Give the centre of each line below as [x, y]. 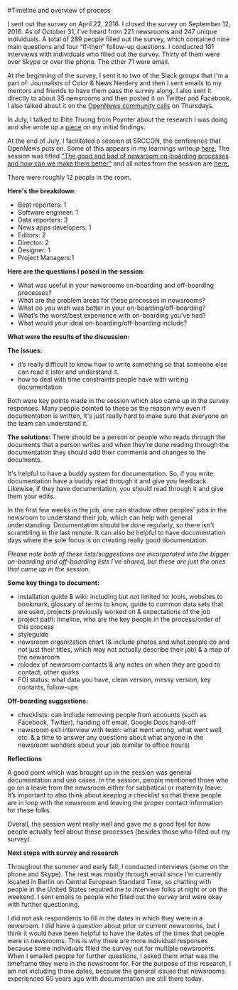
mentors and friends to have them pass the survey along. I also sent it [109, 91]
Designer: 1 [34, 250]
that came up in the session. [49, 569]
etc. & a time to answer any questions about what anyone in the [110, 737]
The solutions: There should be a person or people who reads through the [117, 437]
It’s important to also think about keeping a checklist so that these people [114, 795]
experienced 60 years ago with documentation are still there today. [106, 979]
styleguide [33, 634]
